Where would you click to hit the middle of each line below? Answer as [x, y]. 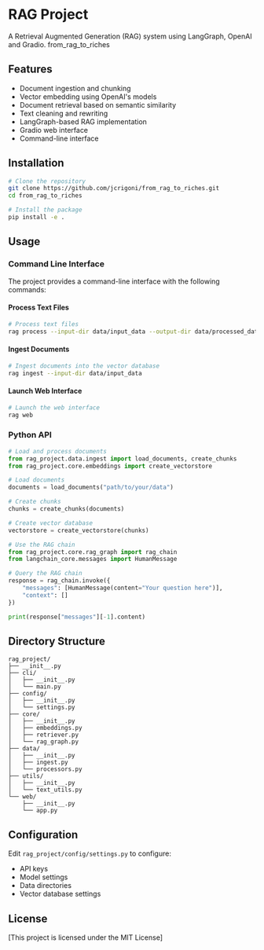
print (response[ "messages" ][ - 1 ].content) [77, 617]
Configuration [43, 834]
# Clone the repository [47, 181]
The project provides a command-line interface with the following [114, 281]
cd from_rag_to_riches [45, 196]
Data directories [46, 886]
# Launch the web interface [54, 407]
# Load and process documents [58, 451]
